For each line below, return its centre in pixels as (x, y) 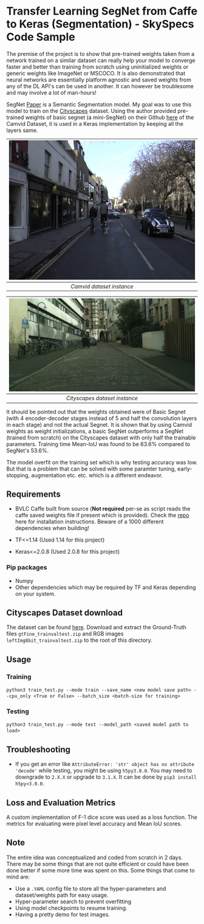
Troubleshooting (39, 749)
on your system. (35, 593)
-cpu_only (19, 696)
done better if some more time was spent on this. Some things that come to (101, 870)
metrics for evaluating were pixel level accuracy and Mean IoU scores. (94, 824)
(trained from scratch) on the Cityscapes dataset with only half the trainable (101, 437)
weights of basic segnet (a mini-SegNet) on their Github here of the (110, 117)
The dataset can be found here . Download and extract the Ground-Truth (97, 627)
